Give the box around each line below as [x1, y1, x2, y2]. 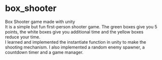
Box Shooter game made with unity [5, 19, 75, 24]
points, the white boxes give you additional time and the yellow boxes [5, 29, 144, 35]
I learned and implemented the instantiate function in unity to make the [5, 39, 146, 45]
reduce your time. [5, 34, 41, 40]
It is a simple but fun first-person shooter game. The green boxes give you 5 [5, 24, 158, 29]
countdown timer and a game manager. [5, 49, 84, 55]
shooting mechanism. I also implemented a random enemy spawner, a [5, 44, 145, 50]
